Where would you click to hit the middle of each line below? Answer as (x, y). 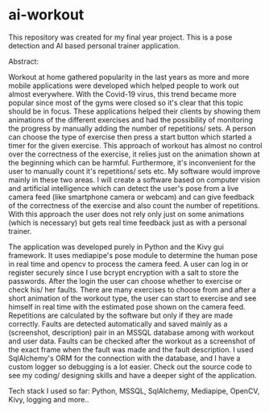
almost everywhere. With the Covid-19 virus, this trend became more (123, 94)
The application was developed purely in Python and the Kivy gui (116, 247)
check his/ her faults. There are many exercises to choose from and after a (132, 289)
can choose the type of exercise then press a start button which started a (130, 137)
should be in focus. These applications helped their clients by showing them (134, 111)
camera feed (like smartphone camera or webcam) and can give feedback (132, 197)
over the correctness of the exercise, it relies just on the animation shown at (134, 154)
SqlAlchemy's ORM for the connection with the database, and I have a (124, 358)
